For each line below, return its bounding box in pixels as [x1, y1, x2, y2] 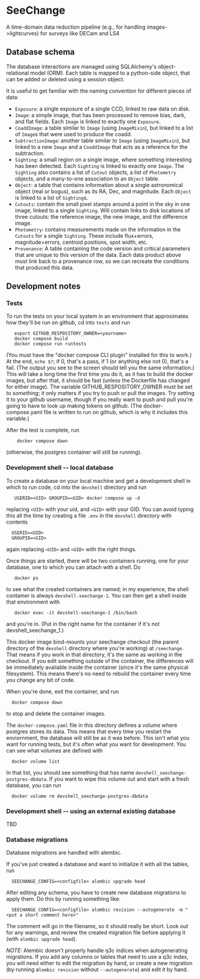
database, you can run [6, 781, 61, 789]
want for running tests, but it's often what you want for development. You [6, 741, 186, 748]
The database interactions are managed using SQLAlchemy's [6, 63, 157, 70]
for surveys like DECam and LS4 [40, 29, 120, 36]
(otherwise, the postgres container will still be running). [6, 449, 142, 456]
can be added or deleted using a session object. [6, 75, 125, 82]
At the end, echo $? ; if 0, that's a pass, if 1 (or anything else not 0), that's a [6, 358, 189, 365]
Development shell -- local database [6, 464, 114, 472]
